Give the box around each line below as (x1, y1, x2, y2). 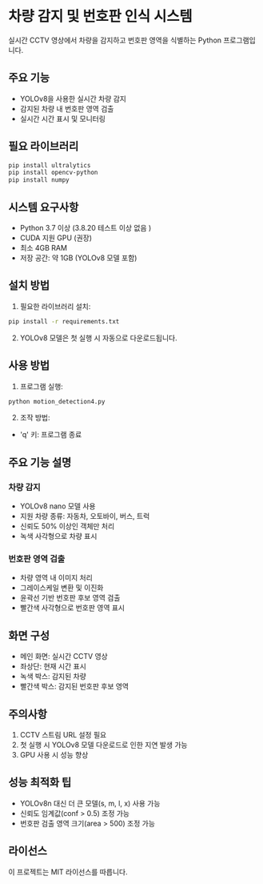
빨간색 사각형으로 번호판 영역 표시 (19, 603, 126, 613)
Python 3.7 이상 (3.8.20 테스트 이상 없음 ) (19, 223, 152, 232)
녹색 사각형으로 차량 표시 (19, 532, 98, 541)
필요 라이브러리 (8, 139, 79, 153)
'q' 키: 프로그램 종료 (19, 430, 82, 440)
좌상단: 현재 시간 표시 (19, 661, 86, 671)
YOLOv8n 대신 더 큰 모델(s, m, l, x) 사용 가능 (19, 798, 161, 808)
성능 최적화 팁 (8, 776, 72, 790)
